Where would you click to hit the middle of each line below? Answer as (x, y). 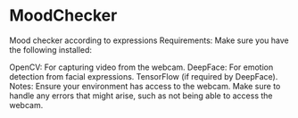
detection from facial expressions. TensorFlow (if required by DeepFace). (144, 76)
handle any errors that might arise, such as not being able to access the (141, 96)
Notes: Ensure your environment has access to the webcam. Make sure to (145, 86)
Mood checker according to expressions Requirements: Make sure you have (149, 40)
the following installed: (50, 49)
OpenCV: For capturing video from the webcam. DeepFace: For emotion (141, 67)
